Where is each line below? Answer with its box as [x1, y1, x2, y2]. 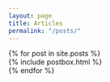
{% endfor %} [8, 66, 55, 76]
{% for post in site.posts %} [8, 49, 101, 59]
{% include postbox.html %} [8, 57, 103, 67]
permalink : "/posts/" [8, 27, 82, 35]
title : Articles [8, 19, 63, 27]
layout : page [8, 11, 53, 20]
